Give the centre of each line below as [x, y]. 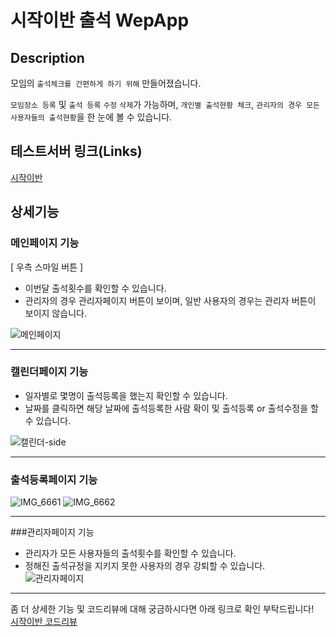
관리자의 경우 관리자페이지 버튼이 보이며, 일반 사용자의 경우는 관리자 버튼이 [170, 300]
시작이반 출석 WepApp [100, 20]
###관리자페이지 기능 [52, 532]
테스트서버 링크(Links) [76, 151]
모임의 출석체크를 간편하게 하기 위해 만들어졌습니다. [106, 83]
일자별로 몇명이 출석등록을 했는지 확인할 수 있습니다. [126, 395]
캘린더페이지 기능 [49, 372]
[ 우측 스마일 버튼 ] [47, 267]
